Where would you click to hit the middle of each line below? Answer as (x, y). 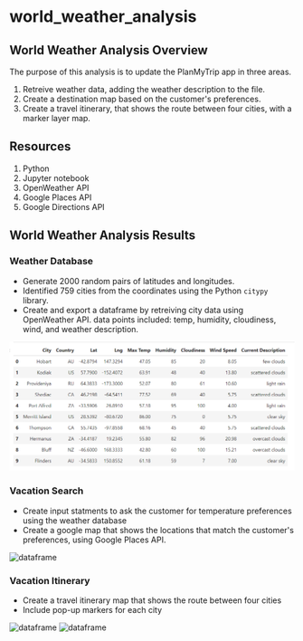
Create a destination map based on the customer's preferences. (142, 99)
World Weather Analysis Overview (109, 50)
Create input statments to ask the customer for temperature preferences (157, 511)
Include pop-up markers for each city (92, 609)
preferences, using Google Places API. (94, 540)
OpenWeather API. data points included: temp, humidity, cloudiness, (149, 320)
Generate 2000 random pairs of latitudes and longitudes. (128, 281)
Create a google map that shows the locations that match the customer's (158, 530)
